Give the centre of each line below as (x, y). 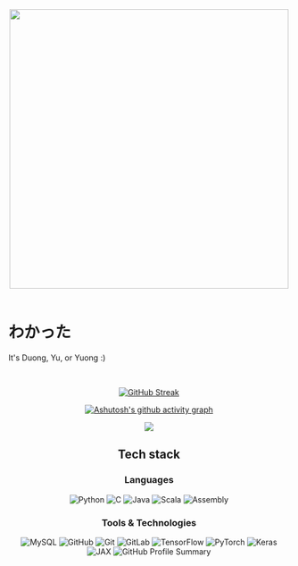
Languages (149, 480)
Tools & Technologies (149, 522)
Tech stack (149, 455)
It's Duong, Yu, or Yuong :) (57, 358)
